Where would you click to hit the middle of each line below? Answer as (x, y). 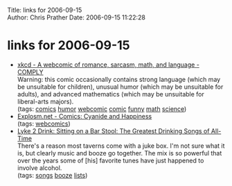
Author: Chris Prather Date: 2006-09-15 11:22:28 (76, 17)
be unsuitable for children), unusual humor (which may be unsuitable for (120, 87)
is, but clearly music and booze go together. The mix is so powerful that (119, 153)
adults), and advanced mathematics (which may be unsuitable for (110, 94)
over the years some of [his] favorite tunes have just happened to (110, 160)
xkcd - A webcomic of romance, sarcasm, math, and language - (108, 65)
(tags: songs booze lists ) (52, 175)
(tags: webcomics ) (44, 124)
